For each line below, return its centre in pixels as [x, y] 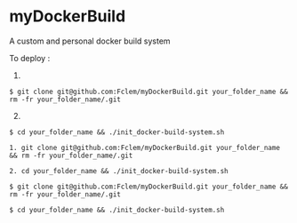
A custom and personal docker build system [90, 41]
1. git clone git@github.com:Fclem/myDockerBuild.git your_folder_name [144, 147]
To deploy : [30, 58]
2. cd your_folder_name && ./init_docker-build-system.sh [119, 171]
